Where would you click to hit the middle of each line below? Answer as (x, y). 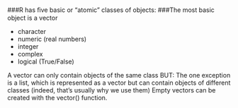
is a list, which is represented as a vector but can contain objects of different (119, 83)
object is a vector (33, 18)
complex (30, 54)
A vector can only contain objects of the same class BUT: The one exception (119, 75)
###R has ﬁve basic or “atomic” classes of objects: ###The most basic (111, 10)
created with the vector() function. (57, 98)
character (32, 31)
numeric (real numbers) (52, 39)
